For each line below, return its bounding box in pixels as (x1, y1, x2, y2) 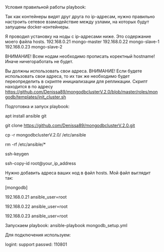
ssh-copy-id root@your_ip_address (5, 160, 76, 166)
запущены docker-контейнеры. (5, 24, 70, 30)
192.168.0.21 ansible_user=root (5, 194, 67, 200)
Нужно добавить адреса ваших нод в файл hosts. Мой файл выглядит (5, 170, 151, 176)
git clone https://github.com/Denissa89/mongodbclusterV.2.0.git (5, 122, 136, 128)
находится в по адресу (5, 84, 53, 90)
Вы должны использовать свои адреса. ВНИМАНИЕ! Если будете (5, 68, 142, 74)
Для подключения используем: (5, 232, 71, 238)
